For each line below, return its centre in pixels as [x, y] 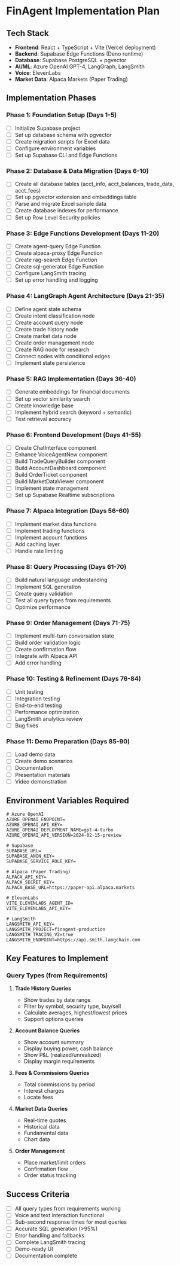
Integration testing [37, 699]
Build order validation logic [48, 643]
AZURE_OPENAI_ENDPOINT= [36, 820]
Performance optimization [47, 712]
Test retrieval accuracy [43, 419]
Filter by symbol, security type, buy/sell [72, 1007]
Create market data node [45, 336]
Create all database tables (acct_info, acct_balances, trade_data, [94, 184]
